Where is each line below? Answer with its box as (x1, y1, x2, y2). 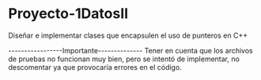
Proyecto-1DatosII (8, 5, 129, 23)
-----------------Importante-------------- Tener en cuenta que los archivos (8, 45, 253, 55)
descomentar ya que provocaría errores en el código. (8, 62, 182, 71)
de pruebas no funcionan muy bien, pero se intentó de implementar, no (8, 54, 240, 64)
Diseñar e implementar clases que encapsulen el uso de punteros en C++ (8, 31, 248, 40)
